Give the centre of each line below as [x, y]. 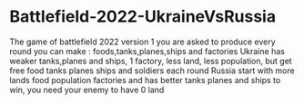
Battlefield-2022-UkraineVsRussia [142, 17]
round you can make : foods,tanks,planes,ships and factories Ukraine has [147, 51]
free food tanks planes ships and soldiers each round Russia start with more [152, 71]
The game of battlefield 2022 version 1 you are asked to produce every [142, 42]
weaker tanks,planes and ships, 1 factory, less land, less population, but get [151, 61]
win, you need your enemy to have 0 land [87, 90]
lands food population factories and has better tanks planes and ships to [145, 80]
